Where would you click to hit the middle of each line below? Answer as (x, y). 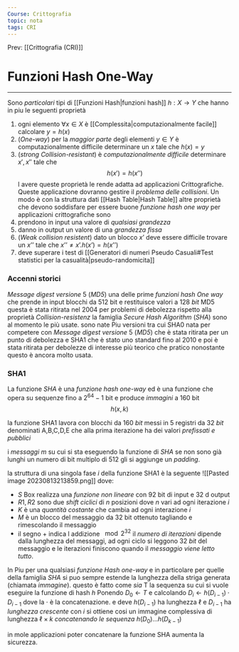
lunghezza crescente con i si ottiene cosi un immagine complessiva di (110, 611)
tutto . (26, 556)
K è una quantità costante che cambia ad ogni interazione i (104, 509)
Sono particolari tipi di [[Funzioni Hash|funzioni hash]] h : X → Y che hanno (118, 103)
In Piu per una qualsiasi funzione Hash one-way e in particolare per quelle (116, 570)
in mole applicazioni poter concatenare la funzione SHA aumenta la (106, 634)
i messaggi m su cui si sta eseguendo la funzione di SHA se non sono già (115, 452)
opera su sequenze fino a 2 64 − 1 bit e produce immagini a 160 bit (103, 397)
